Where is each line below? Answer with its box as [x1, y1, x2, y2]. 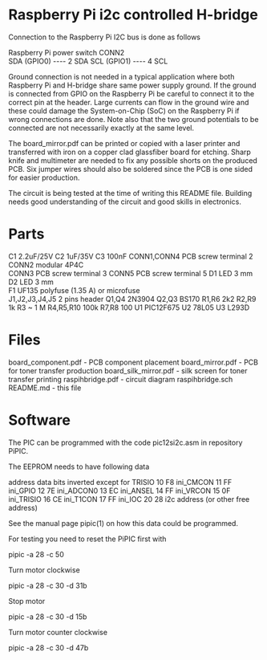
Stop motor [8, 596, 46, 605]
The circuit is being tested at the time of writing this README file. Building [8, 188, 253, 198]
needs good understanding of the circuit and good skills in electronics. [8, 197, 242, 206]
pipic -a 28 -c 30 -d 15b [8, 612, 87, 621]
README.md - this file [8, 383, 82, 393]
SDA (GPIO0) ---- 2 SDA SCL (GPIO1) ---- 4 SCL [8, 56, 168, 66]
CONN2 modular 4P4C [8, 259, 84, 270]
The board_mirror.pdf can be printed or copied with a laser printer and [8, 138, 241, 148]
